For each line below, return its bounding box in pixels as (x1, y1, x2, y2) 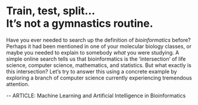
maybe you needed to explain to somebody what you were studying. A (6, 49, 180, 56)
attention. (6, 80, 30, 87)
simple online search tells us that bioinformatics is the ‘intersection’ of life (6, 55, 186, 62)
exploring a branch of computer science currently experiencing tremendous (6, 74, 192, 81)
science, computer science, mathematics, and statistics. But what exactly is (6, 61, 191, 69)
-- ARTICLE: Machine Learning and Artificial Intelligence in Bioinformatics (6, 92, 186, 99)
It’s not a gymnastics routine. (6, 17, 153, 30)
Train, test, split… (6, 4, 96, 18)
